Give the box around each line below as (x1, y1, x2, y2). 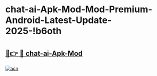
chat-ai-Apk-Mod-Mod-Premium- (5, 4, 153, 15)
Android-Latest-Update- (5, 14, 112, 26)
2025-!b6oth (5, 26, 62, 37)
